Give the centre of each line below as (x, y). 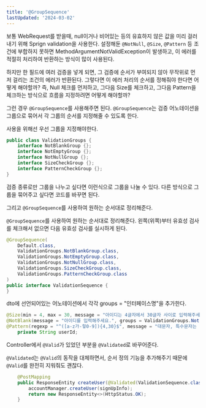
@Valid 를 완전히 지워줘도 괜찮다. (45, 365)
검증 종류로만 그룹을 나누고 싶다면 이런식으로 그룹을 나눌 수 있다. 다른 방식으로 (100, 187)
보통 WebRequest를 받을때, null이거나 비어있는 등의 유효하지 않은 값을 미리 (96, 36)
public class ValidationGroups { (49, 140)
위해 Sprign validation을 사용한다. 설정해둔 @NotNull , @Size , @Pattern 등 (105, 43)
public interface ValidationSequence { (57, 285)
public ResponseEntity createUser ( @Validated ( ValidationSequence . (104, 383)
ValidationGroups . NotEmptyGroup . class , (68, 257)
